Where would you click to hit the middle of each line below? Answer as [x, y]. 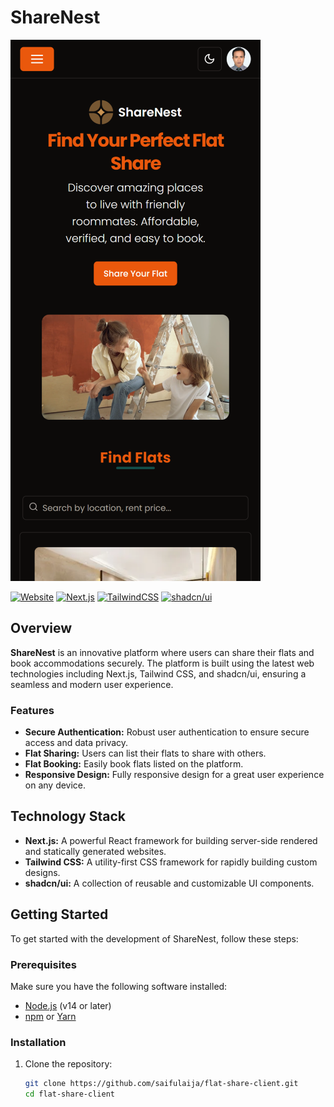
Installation [38, 1042]
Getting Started [59, 914]
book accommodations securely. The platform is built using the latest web [162, 663]
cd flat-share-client [69, 1094]
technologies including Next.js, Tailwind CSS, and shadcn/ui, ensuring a [158, 673]
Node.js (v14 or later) [68, 1005]
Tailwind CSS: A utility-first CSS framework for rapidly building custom [171, 862]
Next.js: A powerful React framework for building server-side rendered [171, 840]
